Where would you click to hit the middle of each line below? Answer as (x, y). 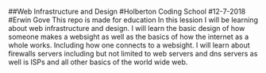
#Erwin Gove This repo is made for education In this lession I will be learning (133, 20)
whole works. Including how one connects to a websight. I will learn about (129, 45)
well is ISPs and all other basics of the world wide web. (98, 62)
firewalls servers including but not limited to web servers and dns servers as (133, 54)
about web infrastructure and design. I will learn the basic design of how (127, 28)
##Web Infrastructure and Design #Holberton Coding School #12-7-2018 (127, 12)
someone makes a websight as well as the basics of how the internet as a (128, 36)
